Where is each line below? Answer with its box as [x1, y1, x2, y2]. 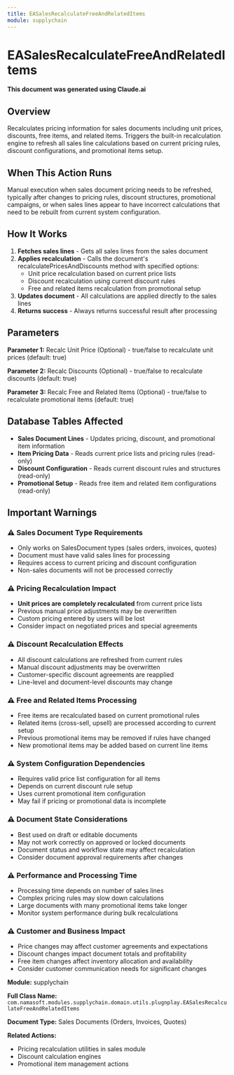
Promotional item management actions [17, 1060, 129, 1068]
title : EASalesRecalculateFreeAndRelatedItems [7, 10, 146, 18]
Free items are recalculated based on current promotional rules [17, 711, 200, 720]
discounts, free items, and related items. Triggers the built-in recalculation [7, 131, 221, 140]
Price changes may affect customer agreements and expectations [17, 942, 208, 951]
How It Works [7, 228, 68, 240]
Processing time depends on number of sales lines [17, 886, 164, 895]
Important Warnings [7, 506, 97, 518]
